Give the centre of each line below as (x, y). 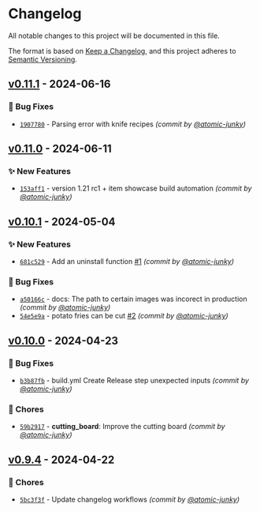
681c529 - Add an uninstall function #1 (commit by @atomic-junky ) (127, 261)
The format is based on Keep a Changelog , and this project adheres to (122, 51)
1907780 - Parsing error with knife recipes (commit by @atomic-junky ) (133, 124)
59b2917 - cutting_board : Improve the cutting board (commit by (123, 427)
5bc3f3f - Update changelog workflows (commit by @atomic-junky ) (130, 499)
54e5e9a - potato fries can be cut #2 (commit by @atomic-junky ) (124, 316)
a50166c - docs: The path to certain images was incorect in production (133, 299)
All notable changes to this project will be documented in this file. (114, 36)
